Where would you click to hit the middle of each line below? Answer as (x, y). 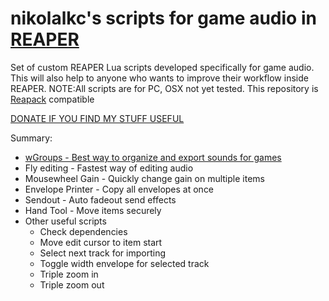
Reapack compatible (52, 99)
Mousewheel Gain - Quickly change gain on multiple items (144, 178)
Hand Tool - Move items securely (93, 210)
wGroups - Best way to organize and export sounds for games (153, 157)
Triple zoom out (72, 284)
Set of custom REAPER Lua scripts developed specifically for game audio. (162, 67)
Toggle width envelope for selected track (124, 263)
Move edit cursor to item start (101, 242)
